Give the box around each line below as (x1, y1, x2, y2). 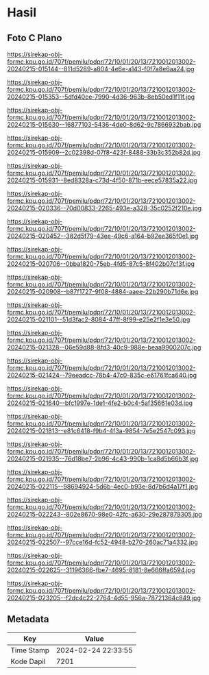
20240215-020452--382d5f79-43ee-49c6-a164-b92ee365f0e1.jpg (7, 232, 199, 240)
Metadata (7, 613, 49, 625)
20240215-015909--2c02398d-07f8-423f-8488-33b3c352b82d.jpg (7, 149, 201, 156)
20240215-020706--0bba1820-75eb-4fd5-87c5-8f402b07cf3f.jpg (7, 260, 195, 268)
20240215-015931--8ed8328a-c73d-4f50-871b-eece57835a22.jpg (7, 176, 197, 184)
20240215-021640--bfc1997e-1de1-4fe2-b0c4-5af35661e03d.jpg (7, 399, 193, 407)
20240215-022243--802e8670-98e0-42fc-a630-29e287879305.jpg (7, 511, 202, 518)
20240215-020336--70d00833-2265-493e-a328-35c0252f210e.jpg (7, 204, 202, 212)
